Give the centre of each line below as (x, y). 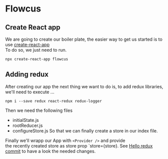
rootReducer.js (28, 125)
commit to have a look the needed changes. (51, 151)
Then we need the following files (39, 110)
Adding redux (27, 74)
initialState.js (26, 120)
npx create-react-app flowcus (37, 59)
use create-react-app (27, 45)
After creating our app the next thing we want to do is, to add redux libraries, (84, 86)
